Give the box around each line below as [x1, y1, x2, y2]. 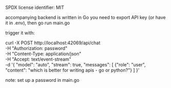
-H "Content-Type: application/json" [5, 51, 81, 57]
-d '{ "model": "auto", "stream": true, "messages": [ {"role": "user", [5, 62, 146, 67]
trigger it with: [5, 30, 35, 36]
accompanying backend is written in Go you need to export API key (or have [5, 14, 166, 20]
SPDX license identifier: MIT [5, 5, 65, 10]
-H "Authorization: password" [5, 45, 68, 51]
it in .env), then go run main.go [5, 20, 70, 26]
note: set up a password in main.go [5, 77, 79, 83]
